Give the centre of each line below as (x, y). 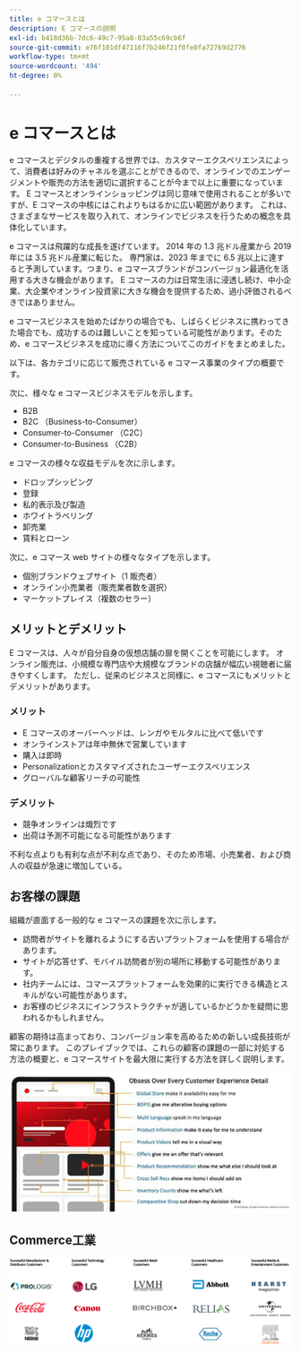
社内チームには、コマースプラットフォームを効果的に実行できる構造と (151, 983)
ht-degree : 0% (36, 76)
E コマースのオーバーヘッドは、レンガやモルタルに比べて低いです (143, 733)
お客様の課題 (45, 896)
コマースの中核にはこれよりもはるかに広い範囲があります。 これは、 (166, 204)
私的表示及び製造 (54, 504)
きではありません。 (45, 302)
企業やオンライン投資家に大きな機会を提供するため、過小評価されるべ (162, 290)
